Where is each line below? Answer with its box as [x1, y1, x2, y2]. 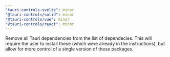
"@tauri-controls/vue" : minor [5, 17, 70, 22]
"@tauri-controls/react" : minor [5, 21, 74, 27]
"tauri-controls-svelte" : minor [5, 7, 74, 13]
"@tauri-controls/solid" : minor [5, 12, 74, 17]
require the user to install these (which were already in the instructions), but [5, 41, 165, 47]
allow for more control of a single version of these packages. [5, 46, 134, 52]
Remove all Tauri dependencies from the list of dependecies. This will [5, 35, 152, 41]
